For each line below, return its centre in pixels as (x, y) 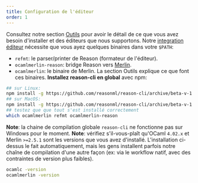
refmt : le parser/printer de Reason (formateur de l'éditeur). (86, 58)
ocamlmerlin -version (33, 175)
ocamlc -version (26, 169)
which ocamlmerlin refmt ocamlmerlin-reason (62, 116)
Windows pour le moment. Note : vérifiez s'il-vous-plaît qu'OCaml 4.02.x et (98, 133)
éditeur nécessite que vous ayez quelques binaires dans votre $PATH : (90, 47)
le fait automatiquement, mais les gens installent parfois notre (100, 146)
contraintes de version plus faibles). (50, 159)
